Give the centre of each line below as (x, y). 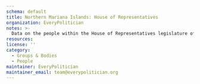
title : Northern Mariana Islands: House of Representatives (82, 17)
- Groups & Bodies (35, 56)
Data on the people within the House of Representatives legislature (99, 34)
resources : (20, 39)
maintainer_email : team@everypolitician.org (62, 72)
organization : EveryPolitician (45, 22)
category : (18, 50)
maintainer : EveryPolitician (42, 67)
